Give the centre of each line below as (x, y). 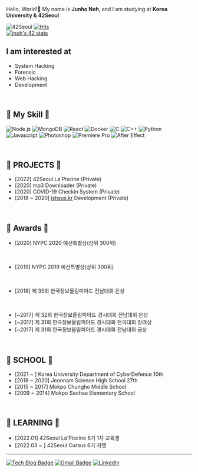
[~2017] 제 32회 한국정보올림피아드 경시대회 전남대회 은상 (81, 315)
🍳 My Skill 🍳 (28, 115)
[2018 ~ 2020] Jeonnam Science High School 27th (76, 381)
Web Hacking (31, 78)
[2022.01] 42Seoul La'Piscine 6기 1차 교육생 (67, 438)
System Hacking (34, 65)
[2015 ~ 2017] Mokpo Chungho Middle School (70, 387)
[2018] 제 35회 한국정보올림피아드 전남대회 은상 (70, 291)
